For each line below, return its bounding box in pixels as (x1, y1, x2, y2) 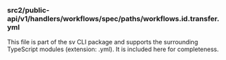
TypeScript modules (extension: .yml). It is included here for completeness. (7, 45, 219, 53)
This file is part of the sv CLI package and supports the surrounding (7, 38, 199, 46)
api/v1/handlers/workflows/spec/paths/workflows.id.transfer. (7, 14, 220, 23)
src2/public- (7, 5, 50, 15)
